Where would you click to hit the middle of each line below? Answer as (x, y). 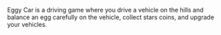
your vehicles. (27, 24)
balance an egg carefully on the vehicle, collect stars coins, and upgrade (111, 17)
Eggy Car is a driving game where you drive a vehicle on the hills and (105, 10)
